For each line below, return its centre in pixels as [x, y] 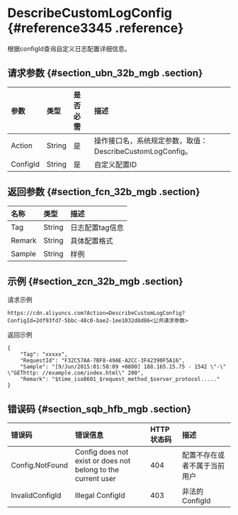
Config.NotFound [40, 465]
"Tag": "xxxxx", [44, 355]
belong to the [97, 470]
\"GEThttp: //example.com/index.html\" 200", [75, 373]
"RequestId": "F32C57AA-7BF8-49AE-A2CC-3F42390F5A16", [103, 361]
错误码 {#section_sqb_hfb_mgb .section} [100, 409]
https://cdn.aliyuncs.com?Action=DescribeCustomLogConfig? [96, 314]
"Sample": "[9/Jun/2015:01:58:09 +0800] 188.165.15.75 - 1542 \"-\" [123, 367]
